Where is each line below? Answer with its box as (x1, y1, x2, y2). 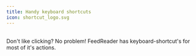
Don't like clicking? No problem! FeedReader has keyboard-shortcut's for (6, 37, 191, 45)
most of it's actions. (6, 43, 56, 51)
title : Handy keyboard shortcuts (6, 8, 92, 15)
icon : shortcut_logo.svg (6, 14, 70, 20)
